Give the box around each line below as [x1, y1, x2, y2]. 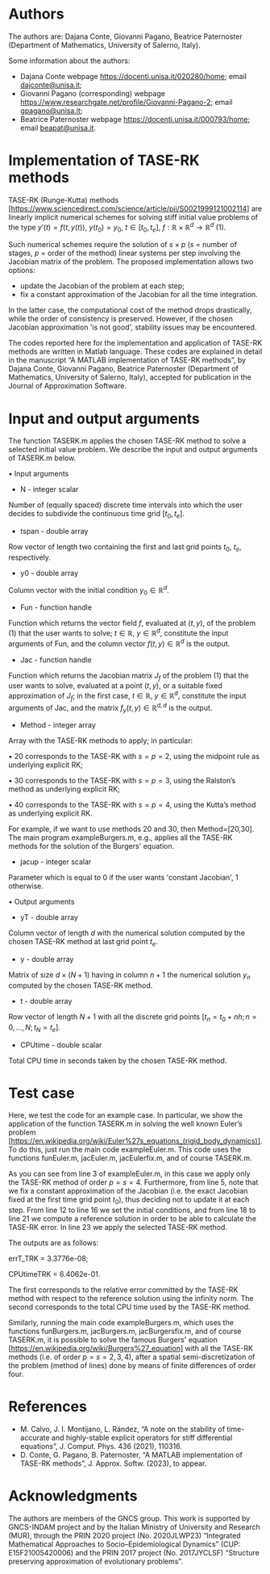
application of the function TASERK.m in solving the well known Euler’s [8, 1119, 243, 1129]
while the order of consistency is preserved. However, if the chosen [8, 314, 234, 324]
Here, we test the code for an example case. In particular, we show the [8, 1110, 243, 1120]
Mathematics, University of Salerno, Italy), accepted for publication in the [8, 372, 251, 382]
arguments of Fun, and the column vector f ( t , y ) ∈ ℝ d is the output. [8, 637, 231, 648]
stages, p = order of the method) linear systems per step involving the [8, 248, 241, 258]
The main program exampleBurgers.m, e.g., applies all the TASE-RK [8, 833, 233, 842]
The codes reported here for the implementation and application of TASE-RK [8, 338, 263, 348]
